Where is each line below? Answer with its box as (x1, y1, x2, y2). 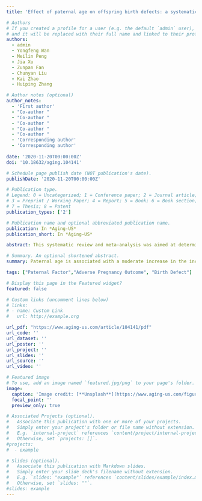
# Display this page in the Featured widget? (6, 280, 122, 286)
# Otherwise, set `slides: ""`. (6, 480, 93, 486)
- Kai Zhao (11, 76, 39, 82)
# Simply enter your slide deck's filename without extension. (6, 469, 173, 475)
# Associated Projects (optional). (6, 413, 96, 419)
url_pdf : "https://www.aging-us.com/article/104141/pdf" (6, 325, 152, 331)
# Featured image (6, 375, 50, 381)
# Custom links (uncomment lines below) (6, 296, 109, 303)
